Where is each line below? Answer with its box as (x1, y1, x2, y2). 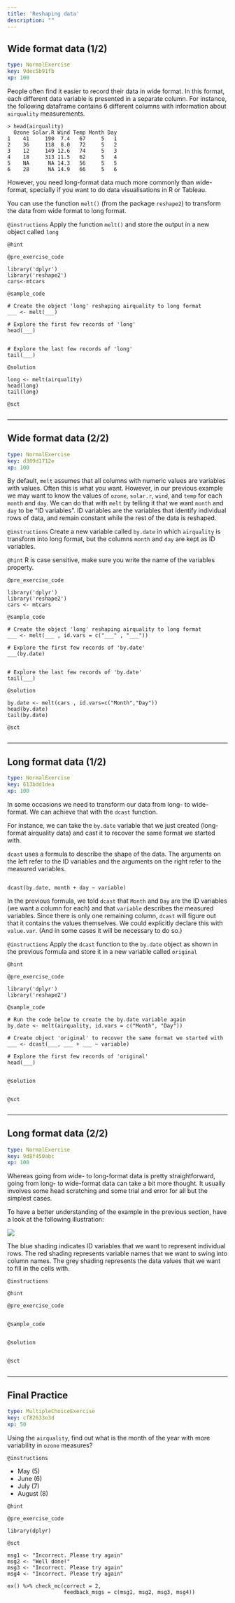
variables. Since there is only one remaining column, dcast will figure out (7, 911, 217, 920)
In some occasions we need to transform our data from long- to (7, 800, 191, 808)
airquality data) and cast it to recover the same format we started (27, 828, 215, 837)
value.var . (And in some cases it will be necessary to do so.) (7, 926, 183, 934)
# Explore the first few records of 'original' (7, 1053, 149, 1060)
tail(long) (7, 388, 39, 395)
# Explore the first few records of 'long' (7, 320, 136, 328)
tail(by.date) (7, 712, 49, 719)
